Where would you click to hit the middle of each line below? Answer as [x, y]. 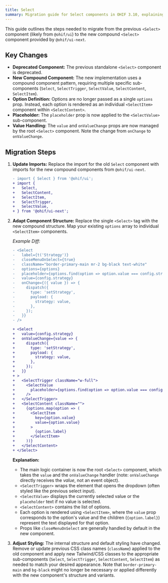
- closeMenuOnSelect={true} [44, 259]
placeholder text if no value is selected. [60, 501]
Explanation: [26, 460]
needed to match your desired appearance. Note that [67, 564]
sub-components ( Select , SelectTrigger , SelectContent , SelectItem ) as [86, 559]
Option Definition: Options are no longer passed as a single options [82, 99]
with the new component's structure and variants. [64, 575]
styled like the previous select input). [58, 491]
